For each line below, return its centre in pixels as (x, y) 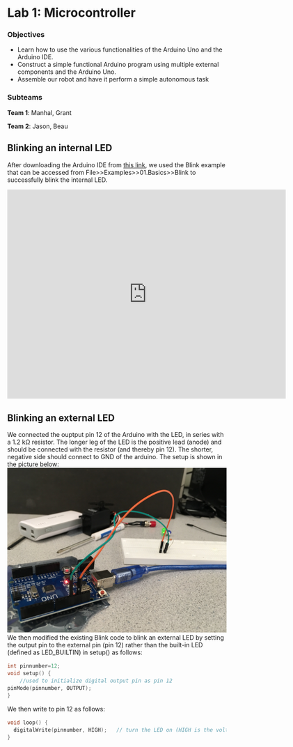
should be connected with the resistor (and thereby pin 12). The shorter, (110, 449)
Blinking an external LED (61, 418)
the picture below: (33, 464)
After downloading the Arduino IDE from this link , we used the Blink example (117, 164)
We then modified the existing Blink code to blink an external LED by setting (116, 638)
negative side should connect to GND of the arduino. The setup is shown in (115, 457)
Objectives (26, 35)
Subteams (25, 98)
